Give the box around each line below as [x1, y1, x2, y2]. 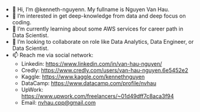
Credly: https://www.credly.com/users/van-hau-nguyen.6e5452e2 [21, 67, 188, 74]
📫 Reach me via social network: [12, 52, 93, 58]
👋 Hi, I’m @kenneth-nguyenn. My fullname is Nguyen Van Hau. [12, 6, 170, 13]
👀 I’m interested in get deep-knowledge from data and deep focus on [12, 12, 186, 19]
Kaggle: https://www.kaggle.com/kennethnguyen [21, 73, 145, 80]
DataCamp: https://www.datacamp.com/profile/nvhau [21, 80, 157, 86]
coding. [12, 19, 32, 26]
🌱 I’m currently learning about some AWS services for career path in [12, 25, 184, 32]
